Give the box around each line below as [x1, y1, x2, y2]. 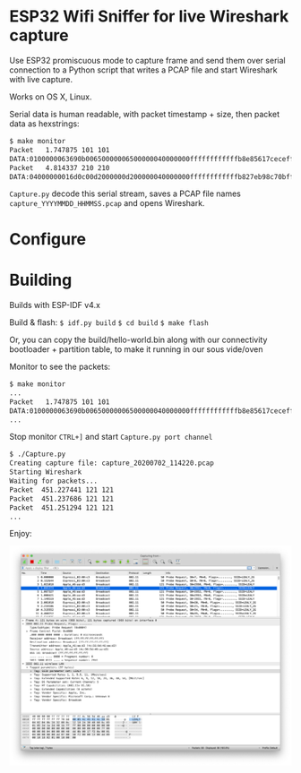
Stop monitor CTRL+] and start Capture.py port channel [9, 432, 213, 442]
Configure [9, 229, 87, 250]
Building [9, 271, 73, 290]
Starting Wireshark [9, 468, 82, 477]
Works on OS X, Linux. [9, 91, 92, 102]
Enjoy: [9, 528, 33, 539]
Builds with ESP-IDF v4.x [9, 300, 101, 311]
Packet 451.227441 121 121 [9, 485, 115, 494]
